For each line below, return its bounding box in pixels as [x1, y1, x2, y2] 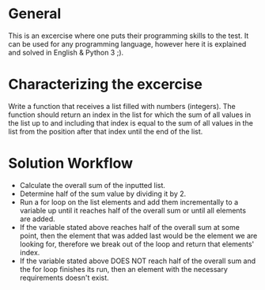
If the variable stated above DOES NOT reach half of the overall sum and [19, 256, 256, 266]
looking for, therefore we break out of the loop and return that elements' [19, 239, 255, 249]
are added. [19, 214, 55, 224]
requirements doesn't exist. [19, 273, 109, 282]
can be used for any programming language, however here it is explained [8, 39, 247, 48]
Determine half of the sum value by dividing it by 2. [19, 189, 187, 198]
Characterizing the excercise [8, 76, 203, 93]
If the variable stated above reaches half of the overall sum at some [19, 222, 240, 232]
